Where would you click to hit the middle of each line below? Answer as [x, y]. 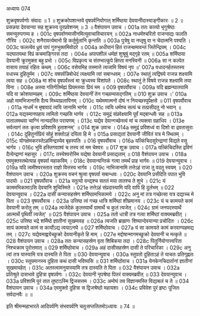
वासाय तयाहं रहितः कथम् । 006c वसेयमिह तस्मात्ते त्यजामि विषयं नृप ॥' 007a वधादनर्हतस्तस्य [95, 67]
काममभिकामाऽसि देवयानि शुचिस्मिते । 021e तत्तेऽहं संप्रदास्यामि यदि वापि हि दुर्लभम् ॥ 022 [90, 187]
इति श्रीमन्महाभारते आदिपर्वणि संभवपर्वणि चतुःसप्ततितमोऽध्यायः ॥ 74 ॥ [71, 306]
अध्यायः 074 [18, 9]
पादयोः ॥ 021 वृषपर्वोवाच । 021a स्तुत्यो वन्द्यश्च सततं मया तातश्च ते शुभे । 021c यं [86, 181]
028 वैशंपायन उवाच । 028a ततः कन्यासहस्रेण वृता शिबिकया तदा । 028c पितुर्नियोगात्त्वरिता [94, 241]
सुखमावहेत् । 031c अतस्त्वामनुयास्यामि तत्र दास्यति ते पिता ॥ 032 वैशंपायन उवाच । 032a [93, 268]
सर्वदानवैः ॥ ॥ [19, 294]
